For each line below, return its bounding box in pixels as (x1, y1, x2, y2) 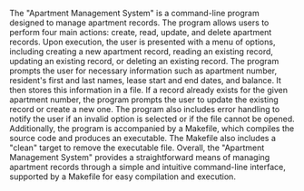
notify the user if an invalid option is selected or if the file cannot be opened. (9, 113, 295, 124)
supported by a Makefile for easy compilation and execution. (9, 171, 236, 182)
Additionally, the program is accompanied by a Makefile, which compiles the (9, 123, 295, 134)
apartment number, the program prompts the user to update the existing (9, 94, 279, 105)
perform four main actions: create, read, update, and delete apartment (9, 27, 272, 37)
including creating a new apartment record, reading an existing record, (9, 46, 274, 57)
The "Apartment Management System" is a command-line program (9, 8, 260, 18)
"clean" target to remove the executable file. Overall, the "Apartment (9, 142, 265, 153)
